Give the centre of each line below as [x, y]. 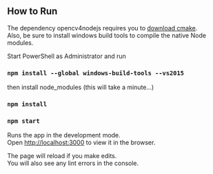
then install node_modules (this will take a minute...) [81, 87]
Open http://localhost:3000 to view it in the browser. [81, 143]
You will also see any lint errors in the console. [73, 163]
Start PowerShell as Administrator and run [67, 56]
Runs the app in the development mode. [64, 135]
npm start [23, 121]
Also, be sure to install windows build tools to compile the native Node [107, 35]
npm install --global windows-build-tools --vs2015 [96, 73]
